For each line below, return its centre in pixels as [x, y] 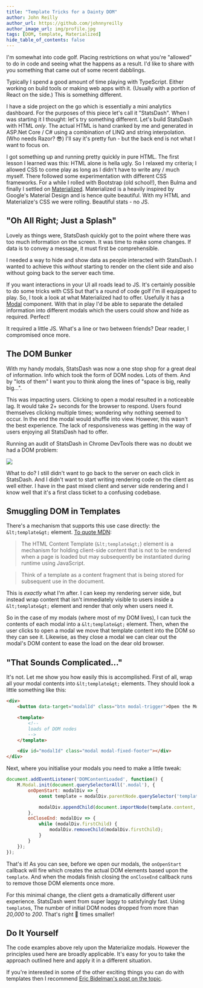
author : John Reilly [32, 18]
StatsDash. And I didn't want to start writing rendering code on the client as [100, 479]
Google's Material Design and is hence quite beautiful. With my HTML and [98, 195]
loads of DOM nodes [53, 729]
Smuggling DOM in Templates [63, 511]
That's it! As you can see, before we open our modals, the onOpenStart [94, 864]
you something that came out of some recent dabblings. [76, 70]
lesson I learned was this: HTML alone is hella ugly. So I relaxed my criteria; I [101, 163]
